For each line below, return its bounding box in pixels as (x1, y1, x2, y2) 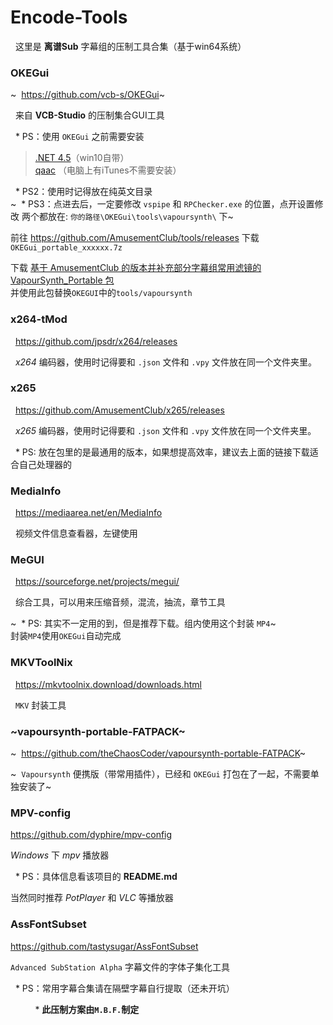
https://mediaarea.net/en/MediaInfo (14, 507, 163, 519)
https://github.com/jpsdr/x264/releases (14, 335, 178, 347)
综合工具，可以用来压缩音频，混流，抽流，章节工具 (14, 596, 226, 608)
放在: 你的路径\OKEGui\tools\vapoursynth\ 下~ (47, 211, 234, 223)
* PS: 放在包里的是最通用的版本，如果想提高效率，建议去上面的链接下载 (14, 446, 310, 458)
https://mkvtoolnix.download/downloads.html (14, 678, 202, 690)
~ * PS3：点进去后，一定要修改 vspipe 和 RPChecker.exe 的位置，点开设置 (10, 198, 315, 210)
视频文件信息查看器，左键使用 (14, 527, 138, 540)
